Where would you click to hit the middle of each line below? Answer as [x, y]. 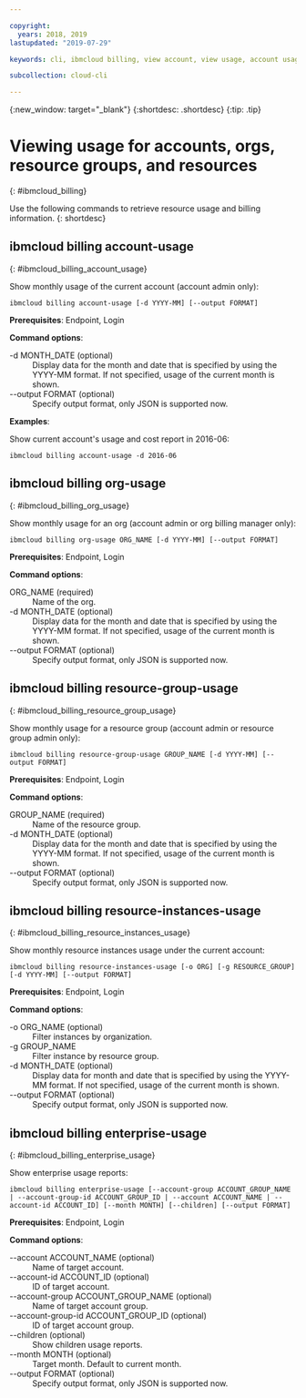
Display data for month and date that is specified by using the [148, 1076]
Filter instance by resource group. [96, 1056]
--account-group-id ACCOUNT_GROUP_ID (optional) [108, 1316]
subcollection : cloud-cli [58, 76]
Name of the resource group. [87, 824]
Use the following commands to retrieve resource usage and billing [135, 209]
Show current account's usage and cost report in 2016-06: [120, 439]
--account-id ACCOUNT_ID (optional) [80, 1277]
